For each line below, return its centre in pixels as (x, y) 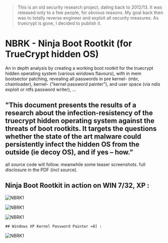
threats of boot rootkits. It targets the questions (81, 129)
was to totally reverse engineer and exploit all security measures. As (88, 18)
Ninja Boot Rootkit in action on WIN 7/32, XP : (77, 186)
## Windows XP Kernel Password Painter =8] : (53, 226)
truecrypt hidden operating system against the (80, 121)
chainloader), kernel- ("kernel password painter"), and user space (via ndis (83, 84)
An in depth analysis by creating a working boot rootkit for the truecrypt (79, 68)
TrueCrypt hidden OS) (52, 54)
